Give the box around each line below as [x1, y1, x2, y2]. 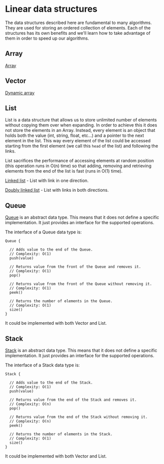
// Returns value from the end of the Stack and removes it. [9, 397, 137, 402]
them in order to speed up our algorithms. [5, 35, 90, 41]
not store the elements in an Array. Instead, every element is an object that [5, 128, 156, 133]
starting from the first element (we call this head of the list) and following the [5, 143, 158, 149]
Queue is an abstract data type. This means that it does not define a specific [5, 214, 160, 220]
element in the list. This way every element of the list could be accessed [5, 138, 151, 144]
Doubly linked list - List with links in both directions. [5, 187, 109, 193]
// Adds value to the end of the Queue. [9, 247, 93, 252]
